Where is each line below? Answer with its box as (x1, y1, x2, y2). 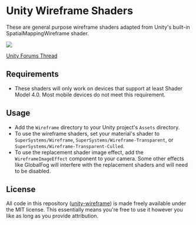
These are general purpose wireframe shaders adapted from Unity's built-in (6, 23, 190, 31)
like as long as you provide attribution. (6, 213, 99, 220)
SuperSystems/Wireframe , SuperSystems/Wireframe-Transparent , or (14, 136, 174, 143)
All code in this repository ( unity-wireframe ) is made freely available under (6, 200, 187, 207)
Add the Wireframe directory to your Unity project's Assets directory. (14, 123, 180, 130)
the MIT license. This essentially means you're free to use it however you (6, 206, 184, 213)
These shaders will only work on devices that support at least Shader (14, 85, 183, 92)
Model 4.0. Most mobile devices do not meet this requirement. (14, 91, 166, 98)
